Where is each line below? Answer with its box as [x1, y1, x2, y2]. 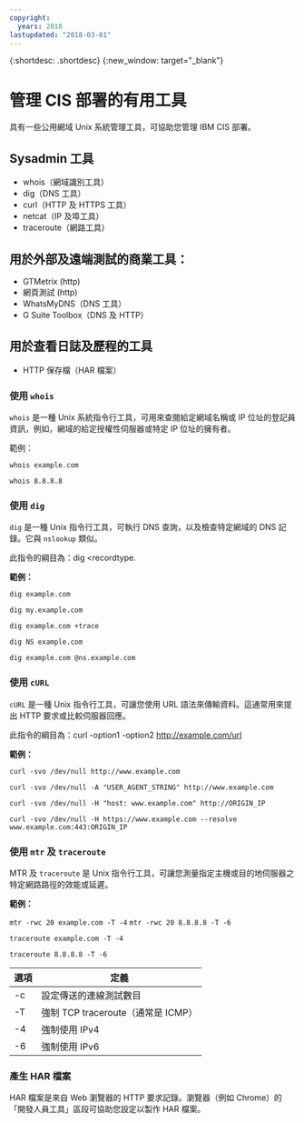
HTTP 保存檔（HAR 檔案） [22, 365, 122, 376]
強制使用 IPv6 [41, 1040, 100, 1053]
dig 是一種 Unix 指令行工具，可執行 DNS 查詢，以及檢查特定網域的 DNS [9, 522, 277, 533]
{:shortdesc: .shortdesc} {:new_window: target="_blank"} [9, 55, 224, 66]
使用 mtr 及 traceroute [9, 845, 106, 857]
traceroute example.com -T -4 [9, 934, 124, 943]
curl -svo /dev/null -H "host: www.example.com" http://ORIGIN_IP [9, 798, 266, 807]
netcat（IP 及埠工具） [22, 211, 104, 222]
